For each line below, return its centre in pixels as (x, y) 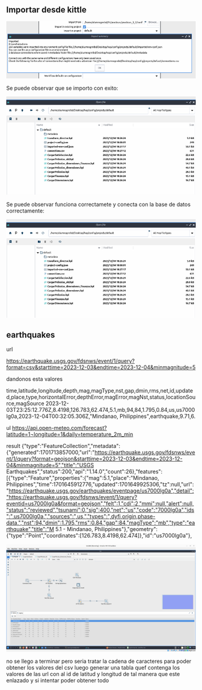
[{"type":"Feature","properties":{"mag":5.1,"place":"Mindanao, (83, 477)
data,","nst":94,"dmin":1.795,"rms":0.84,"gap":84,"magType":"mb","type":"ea (101, 523)
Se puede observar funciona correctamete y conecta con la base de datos (99, 205)
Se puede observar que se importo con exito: (62, 88)
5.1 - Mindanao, (74, 529)
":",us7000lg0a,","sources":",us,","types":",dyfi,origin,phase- (81, 516)
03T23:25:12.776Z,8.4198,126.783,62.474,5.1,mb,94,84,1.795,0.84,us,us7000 (101, 409)
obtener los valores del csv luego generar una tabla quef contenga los (93, 668)
